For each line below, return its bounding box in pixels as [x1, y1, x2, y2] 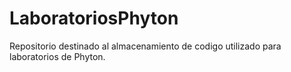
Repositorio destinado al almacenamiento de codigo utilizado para [9, 40, 282, 52]
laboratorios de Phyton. [9, 50, 106, 62]
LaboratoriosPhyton [9, 7, 179, 30]
